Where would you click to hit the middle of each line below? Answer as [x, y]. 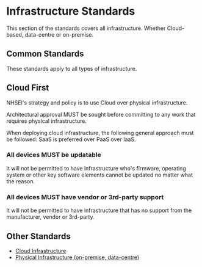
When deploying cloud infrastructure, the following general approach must [100, 133]
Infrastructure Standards [71, 11]
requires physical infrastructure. [47, 121]
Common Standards [45, 54]
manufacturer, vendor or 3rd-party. [50, 217]
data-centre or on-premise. [59, 34]
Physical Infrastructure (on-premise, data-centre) [77, 257]
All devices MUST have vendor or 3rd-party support [85, 197]
